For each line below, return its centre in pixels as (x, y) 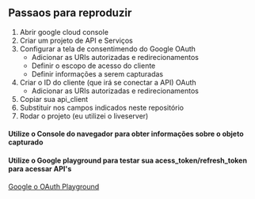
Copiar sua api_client (54, 99)
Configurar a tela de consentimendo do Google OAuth (108, 49)
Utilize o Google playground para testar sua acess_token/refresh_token (128, 160)
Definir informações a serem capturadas (97, 73)
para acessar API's (40, 169)
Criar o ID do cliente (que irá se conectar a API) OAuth (108, 82)
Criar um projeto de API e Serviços (76, 40)
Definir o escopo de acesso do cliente (93, 66)
